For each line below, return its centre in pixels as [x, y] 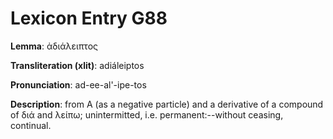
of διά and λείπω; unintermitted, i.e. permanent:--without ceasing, [147, 114]
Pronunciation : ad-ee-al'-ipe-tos [78, 84]
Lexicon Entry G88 [89, 18]
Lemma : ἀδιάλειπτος [54, 46]
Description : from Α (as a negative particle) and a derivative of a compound [167, 104]
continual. [31, 125]
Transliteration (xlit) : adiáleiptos [77, 65]
